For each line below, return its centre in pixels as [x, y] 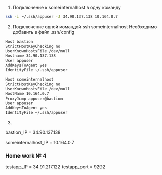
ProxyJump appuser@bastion [34, 99]
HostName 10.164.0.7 [27, 94]
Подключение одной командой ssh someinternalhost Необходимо [85, 26]
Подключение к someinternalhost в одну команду [67, 7]
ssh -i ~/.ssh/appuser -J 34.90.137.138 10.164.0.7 [62, 17]
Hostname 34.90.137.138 [31, 56]
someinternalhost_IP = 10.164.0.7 [40, 142]
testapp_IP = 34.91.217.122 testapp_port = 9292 [55, 167]
